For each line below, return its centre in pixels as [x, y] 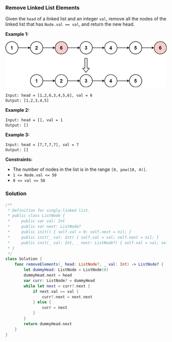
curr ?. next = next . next [67, 297]
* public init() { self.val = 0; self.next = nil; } [69, 232]
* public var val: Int [36, 221]
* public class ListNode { [36, 216]
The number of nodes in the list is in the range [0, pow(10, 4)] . [80, 169]
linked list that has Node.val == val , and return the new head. [70, 24]
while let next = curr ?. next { [57, 286]
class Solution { [24, 259]
